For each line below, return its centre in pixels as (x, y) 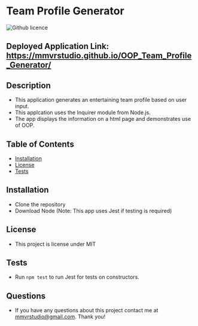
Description (28, 85)
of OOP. (25, 125)
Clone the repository (40, 204)
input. (22, 106)
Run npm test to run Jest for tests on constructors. (77, 277)
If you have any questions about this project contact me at (86, 310)
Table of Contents (40, 144)
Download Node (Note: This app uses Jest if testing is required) (93, 211)
